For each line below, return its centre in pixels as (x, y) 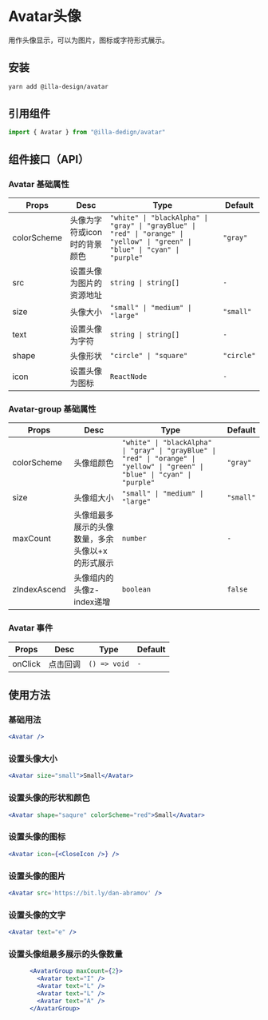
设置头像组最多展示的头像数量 (66, 954)
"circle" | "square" (149, 355)
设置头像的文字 (37, 914)
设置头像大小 (33, 759)
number (135, 539)
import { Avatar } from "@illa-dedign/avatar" (87, 133)
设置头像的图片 (37, 876)
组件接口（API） (49, 159)
